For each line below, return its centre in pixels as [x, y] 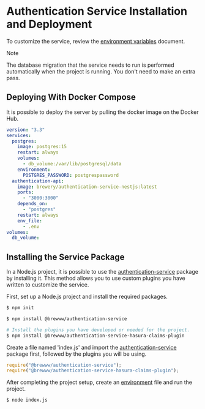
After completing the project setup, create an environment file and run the [99, 382]
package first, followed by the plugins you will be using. [76, 354]
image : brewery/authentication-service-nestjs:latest [87, 187]
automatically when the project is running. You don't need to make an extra [101, 71]
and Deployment [49, 24]
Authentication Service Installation [97, 11]
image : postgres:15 [42, 147]
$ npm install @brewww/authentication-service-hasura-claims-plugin [95, 336]
